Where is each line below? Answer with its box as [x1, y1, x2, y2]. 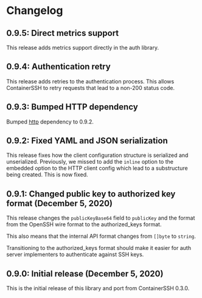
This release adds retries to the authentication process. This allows [6, 77, 175, 85]
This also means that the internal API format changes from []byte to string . [6, 232, 197, 240]
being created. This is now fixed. [6, 171, 88, 178]
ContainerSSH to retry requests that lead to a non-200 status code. [6, 84, 175, 91]
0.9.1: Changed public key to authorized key [6, 189, 176, 199]
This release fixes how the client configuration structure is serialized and [6, 151, 189, 159]
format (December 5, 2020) [6, 198, 113, 209]
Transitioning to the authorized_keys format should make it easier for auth [6, 244, 192, 252]
